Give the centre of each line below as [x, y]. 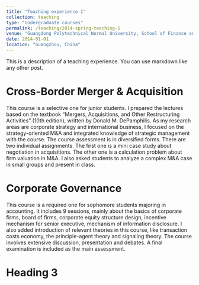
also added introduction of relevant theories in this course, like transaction [97, 230]
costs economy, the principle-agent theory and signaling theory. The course [99, 236]
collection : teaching [33, 17]
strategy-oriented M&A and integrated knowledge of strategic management [98, 133]
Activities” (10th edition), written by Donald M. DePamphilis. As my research [99, 120]
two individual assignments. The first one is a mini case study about [89, 145]
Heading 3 [32, 272]
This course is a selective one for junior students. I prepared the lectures [95, 108]
